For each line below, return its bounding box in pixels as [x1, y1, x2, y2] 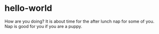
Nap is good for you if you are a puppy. [4, 23, 83, 29]
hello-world [4, 3, 53, 14]
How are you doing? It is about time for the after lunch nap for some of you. [4, 18, 155, 24]
